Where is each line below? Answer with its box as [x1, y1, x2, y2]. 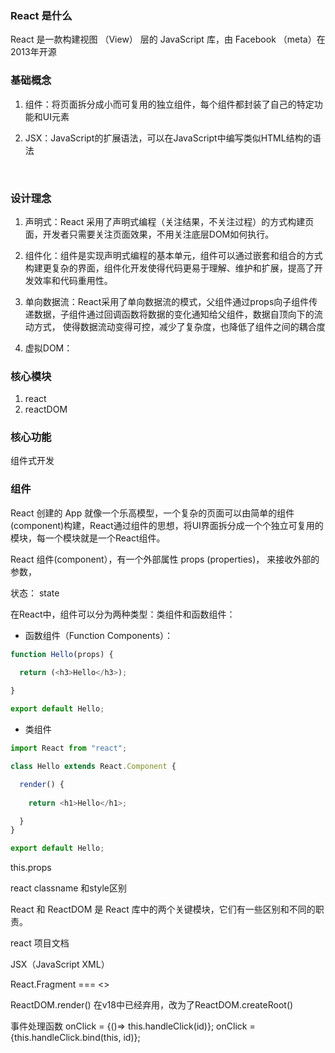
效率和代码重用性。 [33, 274, 113, 286]
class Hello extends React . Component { [10, 762, 177, 772]
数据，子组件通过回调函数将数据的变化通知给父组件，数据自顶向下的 [33, 308, 315, 320]
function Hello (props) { [10, 649, 114, 659]
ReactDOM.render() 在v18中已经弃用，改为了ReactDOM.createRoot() [10, 999, 294, 1011]
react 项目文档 [10, 937, 70, 949]
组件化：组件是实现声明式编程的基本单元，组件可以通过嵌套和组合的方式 [24, 249, 323, 261]
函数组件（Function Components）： [24, 629, 174, 641]
